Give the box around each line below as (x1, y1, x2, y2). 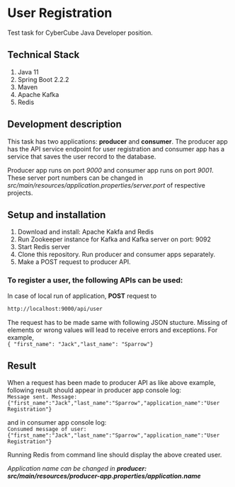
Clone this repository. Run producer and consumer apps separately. (17, 250, 216, 259)
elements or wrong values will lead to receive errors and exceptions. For (7, 326, 218, 334)
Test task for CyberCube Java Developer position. (7, 28, 154, 37)
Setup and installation (7, 209, 106, 221)
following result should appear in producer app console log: (7, 386, 182, 394)
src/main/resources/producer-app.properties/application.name (7, 472, 202, 481)
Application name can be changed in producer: (7, 464, 147, 473)
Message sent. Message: (7, 394, 78, 401)
